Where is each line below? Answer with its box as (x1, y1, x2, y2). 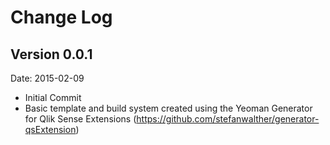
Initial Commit (24, 92, 82, 103)
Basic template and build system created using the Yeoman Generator (24, 102, 313, 114)
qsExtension (24, 124, 77, 135)
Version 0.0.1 (10, 46, 93, 63)
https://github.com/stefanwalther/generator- (136, 113, 320, 125)
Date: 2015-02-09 (10, 72, 85, 84)
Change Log (10, 6, 113, 29)
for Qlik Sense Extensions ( (24, 113, 137, 125)
